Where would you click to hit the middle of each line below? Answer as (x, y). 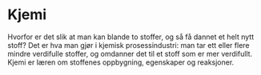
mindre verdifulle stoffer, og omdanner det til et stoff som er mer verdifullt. (130, 53)
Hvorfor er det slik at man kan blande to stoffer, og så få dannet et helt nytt (130, 37)
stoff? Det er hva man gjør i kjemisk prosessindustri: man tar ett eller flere (128, 45)
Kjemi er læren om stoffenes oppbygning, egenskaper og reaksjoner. (121, 62)
